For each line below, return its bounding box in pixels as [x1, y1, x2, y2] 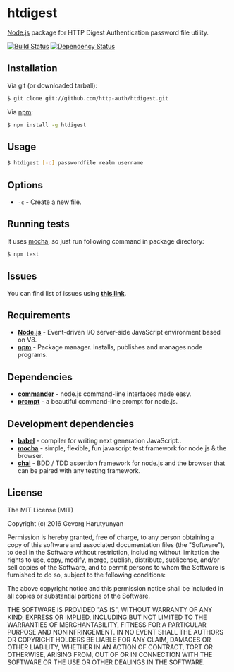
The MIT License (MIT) [7, 505, 74, 514]
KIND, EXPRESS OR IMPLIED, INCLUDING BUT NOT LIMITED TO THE [7, 613, 207, 621]
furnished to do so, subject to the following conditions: [7, 570, 166, 579]
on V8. [17, 335, 37, 344]
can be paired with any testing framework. [17, 466, 141, 474]
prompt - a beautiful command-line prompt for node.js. [17, 397, 178, 406]
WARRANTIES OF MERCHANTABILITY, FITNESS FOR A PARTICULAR [7, 620, 207, 629]
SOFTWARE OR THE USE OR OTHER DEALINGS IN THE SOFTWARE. [7, 658, 205, 666]
